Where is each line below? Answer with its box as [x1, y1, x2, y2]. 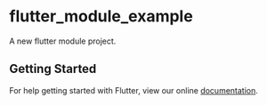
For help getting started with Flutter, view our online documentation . [9, 85, 258, 95]
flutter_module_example [9, 6, 193, 27]
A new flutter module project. [9, 36, 117, 46]
